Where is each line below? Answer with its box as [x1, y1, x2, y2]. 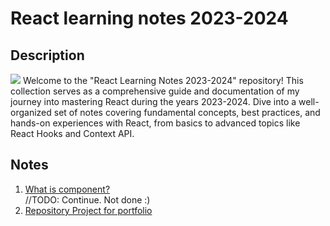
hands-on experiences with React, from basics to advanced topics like [10, 117, 301, 129]
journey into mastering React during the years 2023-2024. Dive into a [10, 96, 297, 107]
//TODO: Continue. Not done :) [24, 193, 151, 206]
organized [10, 107, 52, 118]
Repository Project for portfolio [24, 204, 153, 216]
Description [10, 47, 85, 64]
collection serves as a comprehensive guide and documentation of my [10, 85, 300, 97]
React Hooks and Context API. [10, 128, 135, 139]
